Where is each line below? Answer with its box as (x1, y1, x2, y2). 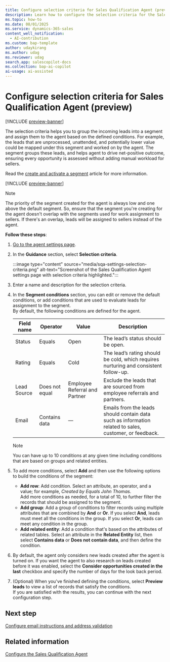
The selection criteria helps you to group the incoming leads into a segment (5, 128, 163, 134)
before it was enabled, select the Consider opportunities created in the (12, 563, 163, 569)
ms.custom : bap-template (5, 41, 58, 46)
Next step (5, 609, 37, 618)
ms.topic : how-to (5, 17, 42, 22)
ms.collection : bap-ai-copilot (5, 64, 71, 69)
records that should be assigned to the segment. (20, 499, 122, 505)
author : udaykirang (5, 45, 47, 50)
